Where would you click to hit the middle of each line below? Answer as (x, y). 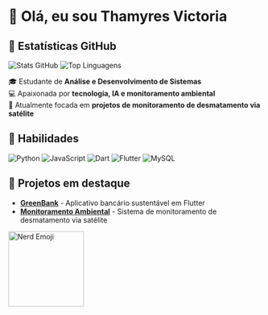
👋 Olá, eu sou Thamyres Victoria (118, 16)
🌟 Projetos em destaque (69, 184)
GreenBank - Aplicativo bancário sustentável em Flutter (112, 202)
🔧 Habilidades (43, 139)
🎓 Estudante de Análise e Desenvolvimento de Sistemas (105, 81)
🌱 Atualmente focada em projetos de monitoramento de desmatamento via (134, 105)
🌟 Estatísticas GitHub (62, 46)
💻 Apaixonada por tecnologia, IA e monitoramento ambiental (112, 93)
